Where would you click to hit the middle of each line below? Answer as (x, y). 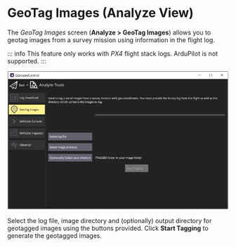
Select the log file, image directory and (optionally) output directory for (110, 220)
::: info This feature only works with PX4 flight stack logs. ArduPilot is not (113, 53)
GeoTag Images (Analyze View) (101, 13)
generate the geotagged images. (54, 235)
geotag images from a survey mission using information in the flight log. (111, 39)
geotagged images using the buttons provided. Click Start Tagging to (108, 228)
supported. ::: (27, 61)
